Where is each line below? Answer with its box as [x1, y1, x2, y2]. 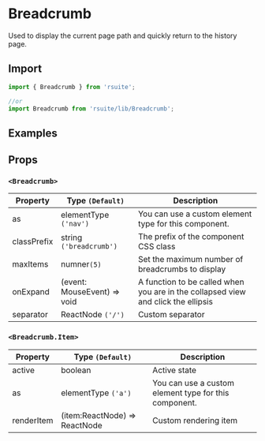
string [60, 232, 83, 243]
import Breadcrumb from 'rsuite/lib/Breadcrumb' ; [8, 104, 175, 113]
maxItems [12, 259, 49, 270]
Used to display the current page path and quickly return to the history [8, 31, 237, 40]
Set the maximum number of [137, 254, 244, 265]
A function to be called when [137, 277, 244, 288]
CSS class [137, 241, 176, 252]
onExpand [12, 286, 50, 297]
